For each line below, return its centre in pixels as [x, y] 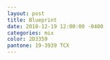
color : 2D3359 [28, 39]
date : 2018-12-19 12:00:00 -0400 [55, 26]
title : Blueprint [32, 20]
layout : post [26, 13]
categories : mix [30, 33]
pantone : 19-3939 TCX [38, 46]
